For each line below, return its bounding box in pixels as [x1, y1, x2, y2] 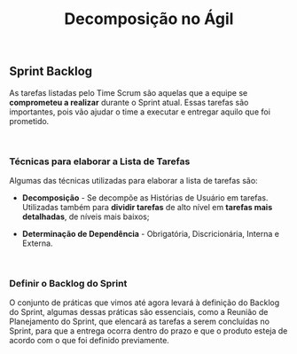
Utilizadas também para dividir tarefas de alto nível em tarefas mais [21, 202, 273, 213]
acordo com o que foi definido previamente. [9, 335, 170, 346]
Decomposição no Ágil [64, 9, 234, 29]
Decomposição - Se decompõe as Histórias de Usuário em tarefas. [21, 193, 269, 203]
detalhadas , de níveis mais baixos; [21, 211, 150, 222]
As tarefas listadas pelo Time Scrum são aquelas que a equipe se [9, 87, 248, 98]
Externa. [21, 238, 53, 248]
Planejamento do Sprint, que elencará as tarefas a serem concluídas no [9, 316, 270, 327]
